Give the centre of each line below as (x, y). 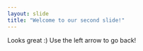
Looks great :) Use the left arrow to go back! (72, 40)
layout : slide (28, 14)
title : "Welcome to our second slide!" (66, 20)
